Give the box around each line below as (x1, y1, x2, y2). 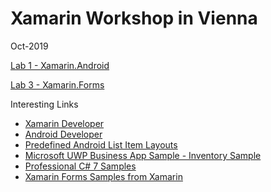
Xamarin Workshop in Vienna (10, 7, 258, 30)
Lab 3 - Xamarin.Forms (10, 78, 105, 91)
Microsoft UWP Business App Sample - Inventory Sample (24, 149, 262, 161)
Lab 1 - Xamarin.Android (10, 59, 110, 71)
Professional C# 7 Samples (24, 160, 137, 172)
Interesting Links (10, 98, 79, 110)
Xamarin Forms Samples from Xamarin (24, 170, 183, 182)
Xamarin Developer (24, 117, 105, 129)
